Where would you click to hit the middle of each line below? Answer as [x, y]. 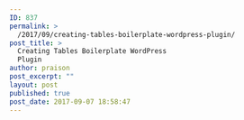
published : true [40, 93]
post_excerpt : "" [42, 77]
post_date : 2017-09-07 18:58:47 [70, 102]
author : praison [40, 69]
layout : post [34, 85]
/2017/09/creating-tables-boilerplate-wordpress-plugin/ [127, 34]
